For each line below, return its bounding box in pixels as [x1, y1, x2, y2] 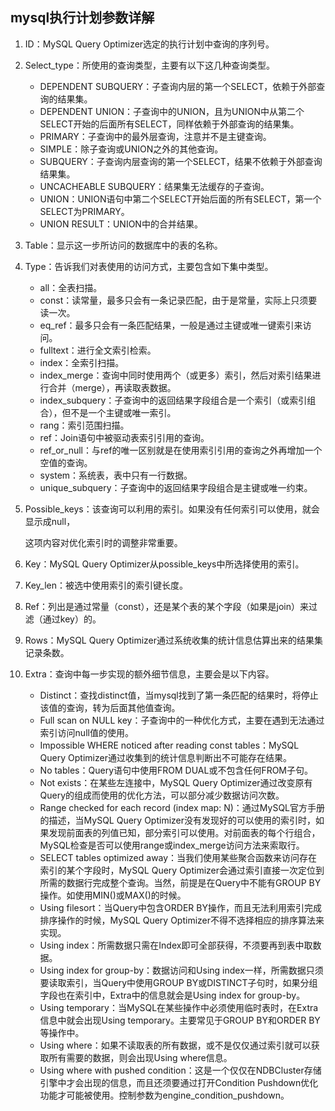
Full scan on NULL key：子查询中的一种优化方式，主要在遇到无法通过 [39, 714, 325, 726]
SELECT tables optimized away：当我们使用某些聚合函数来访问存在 [39, 851, 318, 863]
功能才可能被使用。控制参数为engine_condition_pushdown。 [39, 1089, 290, 1101]
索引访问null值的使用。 [39, 726, 134, 738]
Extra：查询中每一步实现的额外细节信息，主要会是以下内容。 [24, 668, 275, 680]
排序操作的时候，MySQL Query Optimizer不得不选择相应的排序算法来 [39, 914, 325, 926]
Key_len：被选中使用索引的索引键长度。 [24, 579, 188, 591]
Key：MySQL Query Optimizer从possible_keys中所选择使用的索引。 [24, 558, 305, 570]
